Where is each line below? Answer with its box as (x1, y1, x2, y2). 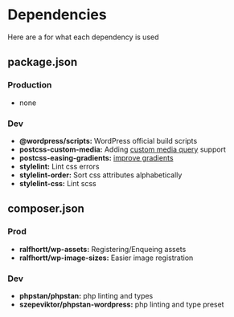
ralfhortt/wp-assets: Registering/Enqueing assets (18, 244, 187, 254)
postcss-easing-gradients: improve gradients (18, 152, 174, 162)
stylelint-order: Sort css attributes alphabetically (18, 170, 183, 180)
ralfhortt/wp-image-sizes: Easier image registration (18, 253, 194, 262)
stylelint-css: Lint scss (18, 178, 97, 188)
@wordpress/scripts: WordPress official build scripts (18, 136, 198, 145)
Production (7, 79, 52, 91)
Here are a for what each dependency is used (7, 32, 159, 42)
